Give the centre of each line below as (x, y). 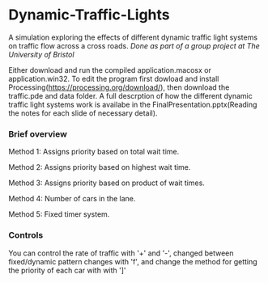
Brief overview (38, 133)
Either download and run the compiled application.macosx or (110, 70)
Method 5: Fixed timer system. (59, 214)
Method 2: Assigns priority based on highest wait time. (100, 167)
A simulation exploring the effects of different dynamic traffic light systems (133, 37)
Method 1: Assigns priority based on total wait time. (94, 152)
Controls (26, 235)
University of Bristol (41, 54)
